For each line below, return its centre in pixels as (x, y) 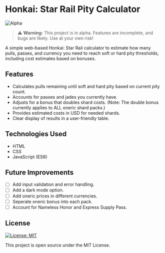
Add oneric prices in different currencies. (55, 196)
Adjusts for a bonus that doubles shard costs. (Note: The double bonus (85, 102)
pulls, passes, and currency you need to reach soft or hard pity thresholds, (82, 53)
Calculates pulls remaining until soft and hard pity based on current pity (86, 86)
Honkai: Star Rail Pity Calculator (73, 9)
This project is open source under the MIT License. (58, 245)
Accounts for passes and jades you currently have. (65, 97)
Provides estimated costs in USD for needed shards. (66, 113)
